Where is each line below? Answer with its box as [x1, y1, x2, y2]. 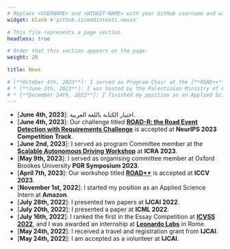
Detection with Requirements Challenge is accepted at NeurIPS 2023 [16, 125, 217, 133]
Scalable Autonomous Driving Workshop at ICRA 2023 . [16, 147, 178, 155]
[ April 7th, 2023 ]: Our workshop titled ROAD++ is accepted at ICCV [16, 169, 210, 177]
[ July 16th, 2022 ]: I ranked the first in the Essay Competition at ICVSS [16, 212, 216, 220]
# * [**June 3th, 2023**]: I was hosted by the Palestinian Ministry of [7, 85, 219, 92]
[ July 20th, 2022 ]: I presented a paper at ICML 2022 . [16, 205, 170, 213]
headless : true [7, 35, 51, 42]
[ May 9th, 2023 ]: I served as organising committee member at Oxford [16, 154, 215, 162]
